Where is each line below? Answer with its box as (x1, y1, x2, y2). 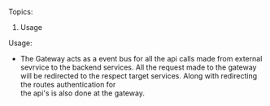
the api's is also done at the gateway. (20, 88, 145, 98)
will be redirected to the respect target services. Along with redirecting (20, 71, 258, 80)
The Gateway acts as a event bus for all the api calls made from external (20, 54, 263, 63)
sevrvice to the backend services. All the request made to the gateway (20, 62, 257, 72)
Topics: (8, 7, 33, 16)
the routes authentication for (20, 80, 116, 89)
